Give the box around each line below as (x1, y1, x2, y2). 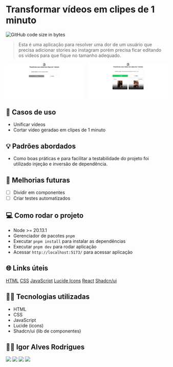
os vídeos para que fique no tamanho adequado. (18, 52, 121, 59)
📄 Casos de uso (6, 108, 56, 117)
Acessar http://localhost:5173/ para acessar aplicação (13, 249, 133, 255)
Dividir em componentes (13, 189, 66, 196)
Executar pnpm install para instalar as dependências (13, 238, 126, 244)
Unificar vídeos (13, 122, 46, 128)
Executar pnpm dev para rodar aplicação (13, 244, 97, 250)
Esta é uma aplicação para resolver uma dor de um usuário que (18, 41, 153, 47)
